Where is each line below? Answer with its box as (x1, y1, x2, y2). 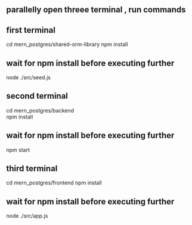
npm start (6, 146, 30, 154)
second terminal (6, 91, 69, 101)
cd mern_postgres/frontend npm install (6, 179, 103, 186)
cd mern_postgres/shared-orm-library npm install (6, 41, 128, 48)
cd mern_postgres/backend (6, 107, 75, 114)
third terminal (6, 164, 58, 174)
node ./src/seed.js (6, 74, 51, 81)
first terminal (6, 25, 55, 35)
